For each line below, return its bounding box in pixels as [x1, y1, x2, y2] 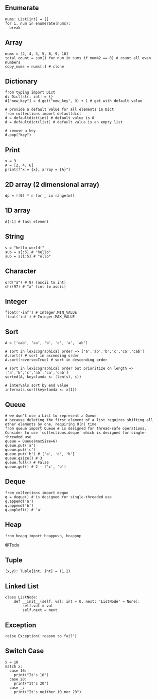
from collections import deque [5, 490, 69, 495]
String [5, 233, 24, 241]
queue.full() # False [5, 460, 49, 465]
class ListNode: [5, 595, 38, 600]
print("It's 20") [14, 681, 49, 686]
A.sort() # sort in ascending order [5, 353, 79, 358]
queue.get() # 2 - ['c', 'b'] [5, 464, 67, 469]
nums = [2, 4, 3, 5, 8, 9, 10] [5, 51, 69, 56]
